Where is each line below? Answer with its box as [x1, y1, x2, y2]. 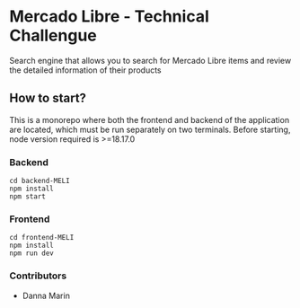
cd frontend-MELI [9, 233, 75, 242]
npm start [9, 192, 47, 201]
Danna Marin [22, 290, 70, 301]
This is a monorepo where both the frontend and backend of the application [9, 114, 290, 125]
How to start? [9, 91, 87, 106]
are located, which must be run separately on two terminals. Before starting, [9, 124, 291, 135]
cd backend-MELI [9, 177, 70, 186]
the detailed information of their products [9, 65, 162, 75]
